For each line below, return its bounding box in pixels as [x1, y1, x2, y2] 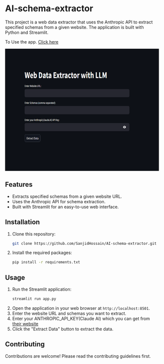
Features [5, 180, 33, 189]
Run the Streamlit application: [12, 286, 72, 292]
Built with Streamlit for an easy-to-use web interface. [12, 204, 119, 210]
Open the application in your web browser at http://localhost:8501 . [12, 305, 150, 311]
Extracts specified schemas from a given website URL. [12, 193, 122, 199]
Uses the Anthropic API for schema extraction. [12, 198, 106, 204]
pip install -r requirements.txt [12, 260, 81, 265]
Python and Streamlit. [5, 29, 49, 35]
